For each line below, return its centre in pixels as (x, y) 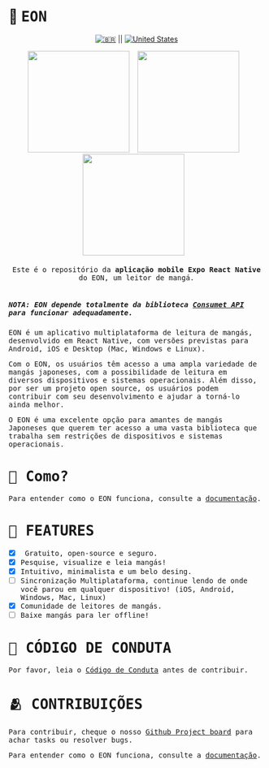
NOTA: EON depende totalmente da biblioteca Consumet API (126, 304)
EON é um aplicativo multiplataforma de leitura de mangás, (131, 332)
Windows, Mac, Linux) (63, 598)
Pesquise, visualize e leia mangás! (93, 562)
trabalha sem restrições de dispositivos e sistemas (116, 436)
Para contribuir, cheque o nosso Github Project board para (131, 732)
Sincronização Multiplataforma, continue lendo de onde (134, 580)
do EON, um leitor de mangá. (137, 278)
